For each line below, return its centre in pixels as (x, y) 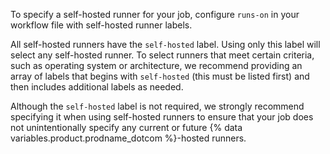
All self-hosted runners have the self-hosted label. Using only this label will (165, 44)
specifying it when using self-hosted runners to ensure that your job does (162, 117)
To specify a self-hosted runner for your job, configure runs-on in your (155, 14)
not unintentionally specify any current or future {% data (126, 127)
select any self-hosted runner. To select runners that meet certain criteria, (162, 55)
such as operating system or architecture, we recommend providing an (156, 65)
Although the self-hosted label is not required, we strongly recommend (157, 106)
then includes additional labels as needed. (97, 87)
